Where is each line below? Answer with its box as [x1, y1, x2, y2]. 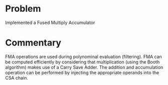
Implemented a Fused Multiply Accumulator [5, 19, 95, 25]
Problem [5, 3, 41, 14]
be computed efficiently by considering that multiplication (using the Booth [5, 58, 160, 65]
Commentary [5, 37, 62, 48]
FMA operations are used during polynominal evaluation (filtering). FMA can [5, 53, 162, 59]
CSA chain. [5, 74, 29, 80]
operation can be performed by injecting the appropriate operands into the [5, 69, 159, 75]
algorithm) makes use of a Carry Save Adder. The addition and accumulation [5, 64, 163, 70]
